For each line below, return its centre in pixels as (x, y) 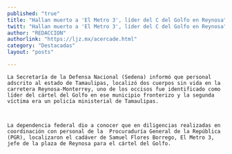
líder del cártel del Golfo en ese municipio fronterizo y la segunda (111, 95)
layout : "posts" (30, 52)
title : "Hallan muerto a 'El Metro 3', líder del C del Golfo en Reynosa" (117, 20)
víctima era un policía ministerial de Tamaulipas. (83, 101)
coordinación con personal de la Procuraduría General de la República (114, 131)
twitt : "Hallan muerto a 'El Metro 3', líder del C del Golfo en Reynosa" (117, 26)
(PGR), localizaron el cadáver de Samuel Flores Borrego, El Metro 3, (111, 137)
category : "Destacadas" (41, 46)
